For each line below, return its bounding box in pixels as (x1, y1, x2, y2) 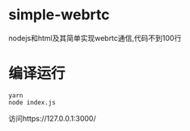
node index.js (8, 98, 57, 106)
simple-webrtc (8, 6, 110, 24)
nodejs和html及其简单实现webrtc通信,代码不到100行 (8, 33, 182, 43)
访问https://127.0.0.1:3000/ (8, 113, 96, 123)
